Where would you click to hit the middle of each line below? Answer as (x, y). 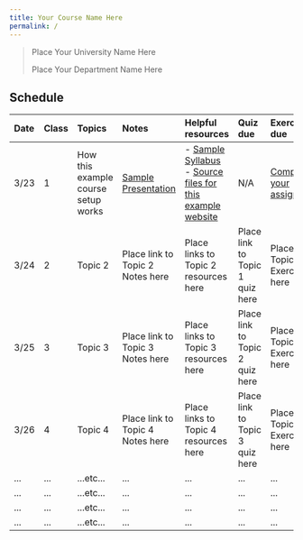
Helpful (201, 123)
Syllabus (202, 160)
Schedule (37, 97)
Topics (92, 129)
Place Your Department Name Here (97, 69)
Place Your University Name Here (93, 51)
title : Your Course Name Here (66, 18)
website (201, 217)
